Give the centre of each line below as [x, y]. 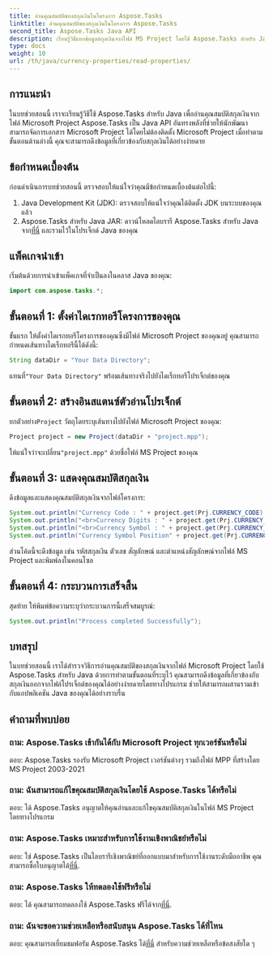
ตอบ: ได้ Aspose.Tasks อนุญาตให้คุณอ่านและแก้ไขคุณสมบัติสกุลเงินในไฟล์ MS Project [132, 808]
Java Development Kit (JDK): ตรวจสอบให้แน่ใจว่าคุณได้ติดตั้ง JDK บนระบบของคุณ [141, 203]
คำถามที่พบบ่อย [39, 719]
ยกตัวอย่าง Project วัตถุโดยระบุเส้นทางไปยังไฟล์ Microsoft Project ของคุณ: [115, 421]
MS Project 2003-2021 [47, 769]
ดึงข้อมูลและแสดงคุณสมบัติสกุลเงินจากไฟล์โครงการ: [77, 498]
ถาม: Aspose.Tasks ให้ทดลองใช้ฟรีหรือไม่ [80, 886]
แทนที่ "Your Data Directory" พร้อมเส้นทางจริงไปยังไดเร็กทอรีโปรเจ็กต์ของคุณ [119, 376]
